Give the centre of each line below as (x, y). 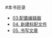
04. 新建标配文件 (30, 24)
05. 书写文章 (25, 30)
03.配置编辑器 (27, 18)
